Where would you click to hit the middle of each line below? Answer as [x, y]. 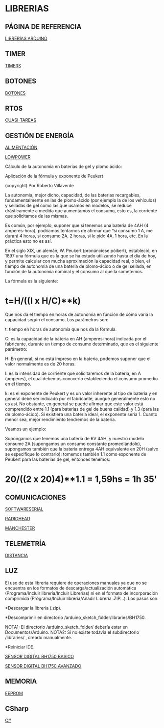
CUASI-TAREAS [21, 120]
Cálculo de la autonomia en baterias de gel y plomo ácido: [64, 167]
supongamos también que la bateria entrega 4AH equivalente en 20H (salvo [82, 449]
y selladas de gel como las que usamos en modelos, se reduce [69, 206]
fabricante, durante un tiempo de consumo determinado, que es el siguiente [82, 344]
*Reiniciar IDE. [20, 647]
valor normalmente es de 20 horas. [40, 364]
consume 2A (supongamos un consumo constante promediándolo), [73, 444]
